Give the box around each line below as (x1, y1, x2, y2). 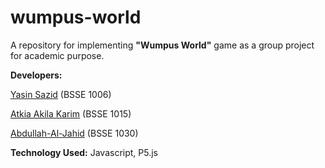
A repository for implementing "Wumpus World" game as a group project (10, 39, 315, 51)
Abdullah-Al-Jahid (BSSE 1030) (10, 127, 139, 139)
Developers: (10, 69, 63, 81)
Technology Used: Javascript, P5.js (10, 146, 158, 158)
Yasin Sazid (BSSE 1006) (10, 88, 112, 100)
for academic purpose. (10, 49, 105, 61)
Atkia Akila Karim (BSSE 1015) (10, 107, 132, 120)
